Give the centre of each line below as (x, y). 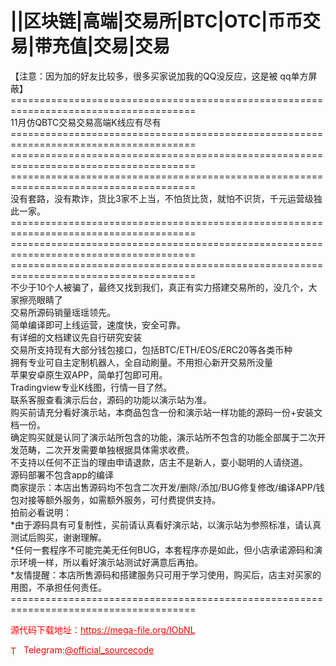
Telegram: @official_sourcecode (89, 649)
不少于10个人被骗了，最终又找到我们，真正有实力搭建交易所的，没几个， (159, 287)
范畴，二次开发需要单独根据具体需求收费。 (106, 449)
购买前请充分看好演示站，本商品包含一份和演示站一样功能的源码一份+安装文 (166, 412)
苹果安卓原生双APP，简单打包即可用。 (89, 374)
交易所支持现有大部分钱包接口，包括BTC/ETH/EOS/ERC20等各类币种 (151, 349)
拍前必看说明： (41, 512)
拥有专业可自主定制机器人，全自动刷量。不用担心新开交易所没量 (141, 362)
